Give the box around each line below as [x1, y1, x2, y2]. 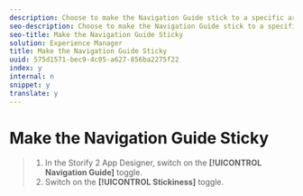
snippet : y [9, 80, 50, 89]
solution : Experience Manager [9, 38, 124, 48]
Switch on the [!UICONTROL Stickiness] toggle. [44, 177, 225, 188]
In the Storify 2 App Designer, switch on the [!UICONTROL [44, 157, 262, 168]
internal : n [9, 72, 54, 81]
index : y [9, 64, 42, 73]
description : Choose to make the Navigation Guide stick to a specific [9, 13, 284, 23]
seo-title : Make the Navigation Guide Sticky [9, 30, 183, 39]
